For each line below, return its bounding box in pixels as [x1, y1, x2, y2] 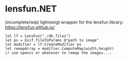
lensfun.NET [5, 3, 57, 14]
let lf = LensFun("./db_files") [5, 34, 71, 38]
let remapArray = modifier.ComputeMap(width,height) [5, 46, 114, 51]
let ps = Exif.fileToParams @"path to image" [5, 37, 99, 43]
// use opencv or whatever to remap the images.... [5, 50, 112, 55]
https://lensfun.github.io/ [5, 24, 55, 30]
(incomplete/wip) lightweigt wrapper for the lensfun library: [5, 19, 124, 25]
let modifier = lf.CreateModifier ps [5, 42, 82, 47]
